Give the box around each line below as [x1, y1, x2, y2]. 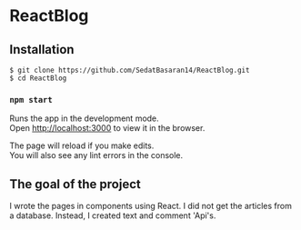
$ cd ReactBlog [9, 74, 67, 83]
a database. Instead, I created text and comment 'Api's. [9, 210, 216, 221]
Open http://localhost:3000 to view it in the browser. [9, 123, 206, 134]
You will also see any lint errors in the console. [9, 150, 184, 161]
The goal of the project [9, 176, 141, 192]
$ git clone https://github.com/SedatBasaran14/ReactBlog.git [9, 65, 250, 75]
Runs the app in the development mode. [9, 113, 159, 124]
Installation [9, 42, 75, 57]
